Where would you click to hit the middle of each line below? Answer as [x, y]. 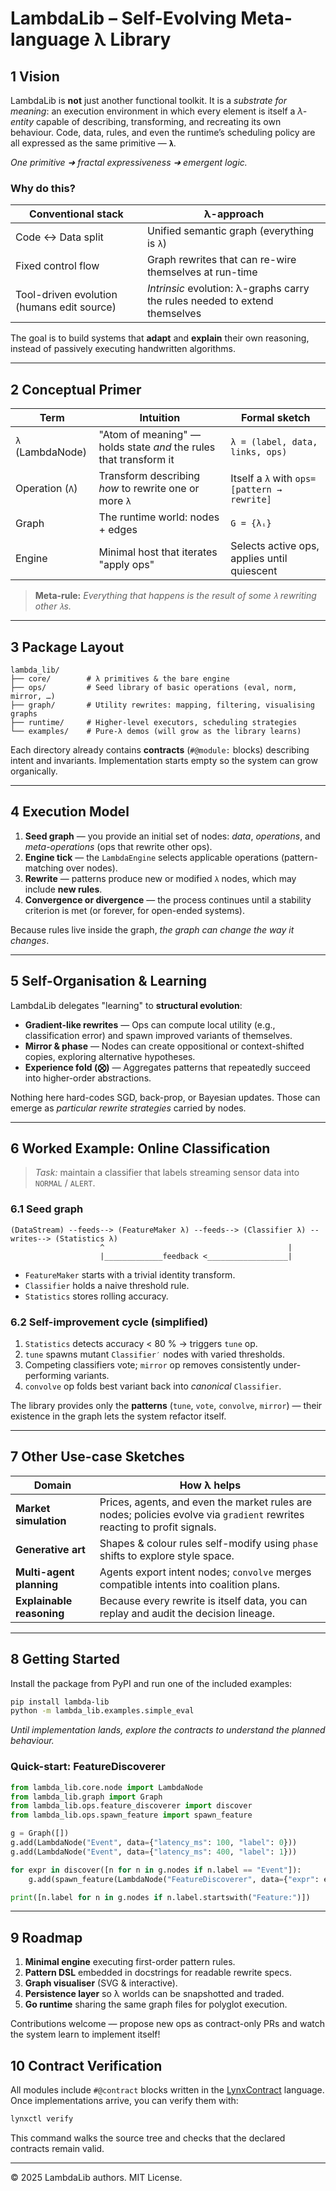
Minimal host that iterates [158, 552]
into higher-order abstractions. [88, 1078]
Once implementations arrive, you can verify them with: [124, 2100]
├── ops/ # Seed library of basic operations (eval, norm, [154, 687]
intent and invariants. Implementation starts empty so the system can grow [164, 760]
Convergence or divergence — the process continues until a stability [168, 899]
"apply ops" [126, 565]
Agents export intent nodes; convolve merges [205, 1572]
